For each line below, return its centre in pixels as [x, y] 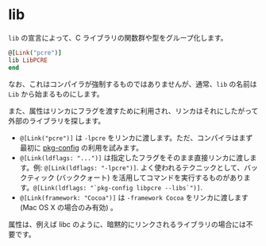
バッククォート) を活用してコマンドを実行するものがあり [152, 178]
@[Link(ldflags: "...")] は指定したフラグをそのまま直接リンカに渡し [135, 158]
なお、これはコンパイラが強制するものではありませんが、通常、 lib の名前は [133, 84]
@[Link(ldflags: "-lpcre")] [91, 168]
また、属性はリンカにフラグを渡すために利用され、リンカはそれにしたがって [133, 111]
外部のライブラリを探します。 [57, 120]
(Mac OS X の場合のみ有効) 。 [68, 207]
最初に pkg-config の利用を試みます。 [81, 147]
